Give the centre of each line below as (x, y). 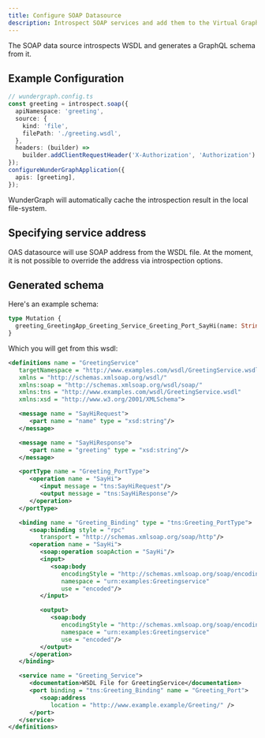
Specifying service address (77, 233)
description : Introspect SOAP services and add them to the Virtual (123, 23)
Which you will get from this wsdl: (63, 348)
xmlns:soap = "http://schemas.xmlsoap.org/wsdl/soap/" (110, 385)
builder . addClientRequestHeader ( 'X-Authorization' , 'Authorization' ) (139, 155)
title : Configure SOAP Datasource (65, 15)
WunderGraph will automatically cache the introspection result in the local (128, 200)
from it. (20, 54)
